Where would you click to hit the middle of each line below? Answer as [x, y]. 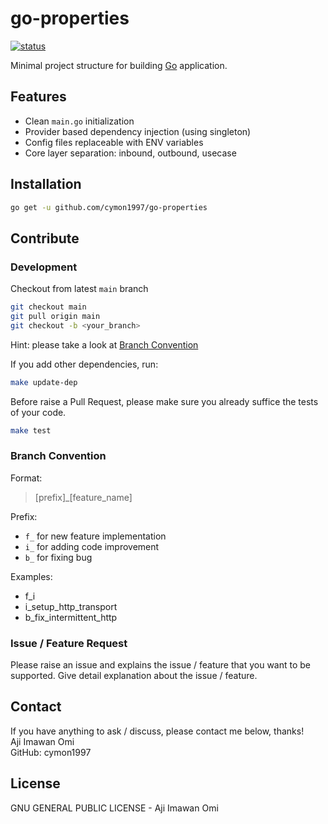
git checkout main [48, 307]
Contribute [45, 238]
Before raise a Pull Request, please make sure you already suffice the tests [164, 401]
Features [38, 97]
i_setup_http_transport [71, 606]
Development [44, 267]
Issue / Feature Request [69, 643]
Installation [46, 184]
